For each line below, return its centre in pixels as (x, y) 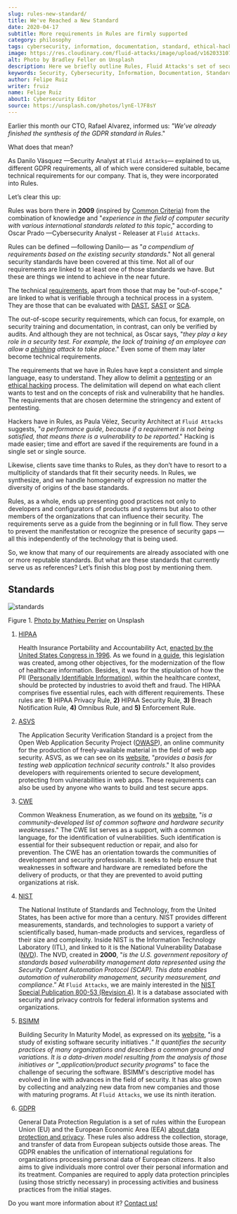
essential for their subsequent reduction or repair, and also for (108, 845)
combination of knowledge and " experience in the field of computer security (118, 218)
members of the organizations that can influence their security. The (105, 516)
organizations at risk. (49, 882)
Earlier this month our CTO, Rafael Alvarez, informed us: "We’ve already (112, 126)
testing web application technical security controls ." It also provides (117, 765)
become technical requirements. (55, 356)
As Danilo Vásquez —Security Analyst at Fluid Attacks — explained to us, (115, 160)
